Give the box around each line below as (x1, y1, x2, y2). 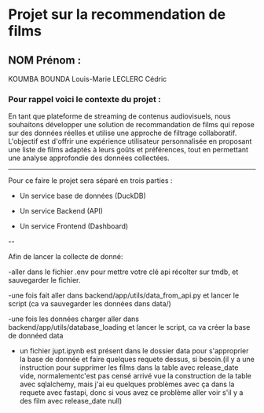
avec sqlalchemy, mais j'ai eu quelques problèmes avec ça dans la (19, 379, 235, 389)
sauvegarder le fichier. (8, 276, 81, 285)
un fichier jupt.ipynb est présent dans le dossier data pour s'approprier (19, 346, 249, 356)
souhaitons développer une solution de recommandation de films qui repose (8, 120, 255, 130)
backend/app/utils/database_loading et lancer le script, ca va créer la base (8, 323, 251, 332)
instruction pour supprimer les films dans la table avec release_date (19, 363, 239, 372)
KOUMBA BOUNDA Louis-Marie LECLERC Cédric (8, 75, 167, 83)
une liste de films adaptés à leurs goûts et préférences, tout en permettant (8, 145, 249, 155)
